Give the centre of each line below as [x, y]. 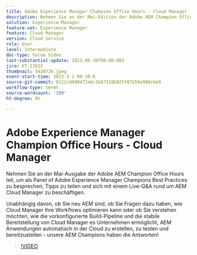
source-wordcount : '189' [36, 93]
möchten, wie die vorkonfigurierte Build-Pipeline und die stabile [83, 216]
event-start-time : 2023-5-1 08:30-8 [51, 77]
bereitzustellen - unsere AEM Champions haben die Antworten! [82, 235]
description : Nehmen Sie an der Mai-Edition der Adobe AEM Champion [91, 17]
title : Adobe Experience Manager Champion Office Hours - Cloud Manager [97, 11]
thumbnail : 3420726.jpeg [36, 71]
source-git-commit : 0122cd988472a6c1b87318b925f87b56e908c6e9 [84, 82]
